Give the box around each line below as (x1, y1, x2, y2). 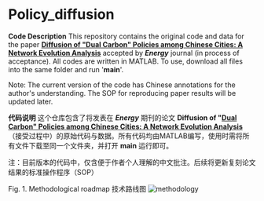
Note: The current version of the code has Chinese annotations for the (8, 80, 236, 90)
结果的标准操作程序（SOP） (8, 167, 98, 177)
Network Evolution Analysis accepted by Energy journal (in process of (8, 48, 240, 57)
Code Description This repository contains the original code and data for (8, 31, 245, 41)
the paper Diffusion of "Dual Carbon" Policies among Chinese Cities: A (8, 39, 244, 49)
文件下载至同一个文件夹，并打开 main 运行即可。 (14, 141, 174, 150)
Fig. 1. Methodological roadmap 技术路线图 (8, 184, 147, 193)
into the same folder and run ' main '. (8, 64, 124, 74)
